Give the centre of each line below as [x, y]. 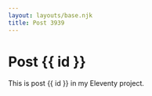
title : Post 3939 [36, 23]
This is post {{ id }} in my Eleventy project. [76, 83]
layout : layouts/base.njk [50, 15]
